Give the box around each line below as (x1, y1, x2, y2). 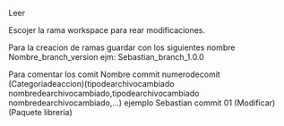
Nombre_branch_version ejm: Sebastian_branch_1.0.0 (8, 52, 205, 62)
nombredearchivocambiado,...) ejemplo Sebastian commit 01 (8, 97, 233, 108)
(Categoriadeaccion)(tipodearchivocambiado (8, 79, 175, 88)
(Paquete (8, 107, 42, 117)
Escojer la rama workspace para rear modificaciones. (8, 25, 206, 35)
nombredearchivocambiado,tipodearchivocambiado (8, 88, 200, 98)
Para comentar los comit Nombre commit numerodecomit (8, 69, 220, 80)
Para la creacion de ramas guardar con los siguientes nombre (8, 42, 236, 53)
